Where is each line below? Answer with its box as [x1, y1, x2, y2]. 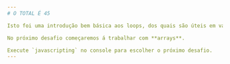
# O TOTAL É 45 [7, 10, 51, 17]
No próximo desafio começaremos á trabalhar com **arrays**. [7, 35, 186, 42]
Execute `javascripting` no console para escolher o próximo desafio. [7, 47, 213, 54]
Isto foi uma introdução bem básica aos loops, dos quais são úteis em [7, 22, 216, 29]
